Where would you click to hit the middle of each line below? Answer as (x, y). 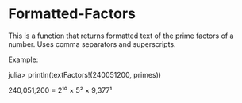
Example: (23, 59)
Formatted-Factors (72, 14)
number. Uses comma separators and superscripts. (92, 44)
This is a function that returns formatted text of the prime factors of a (121, 36)
